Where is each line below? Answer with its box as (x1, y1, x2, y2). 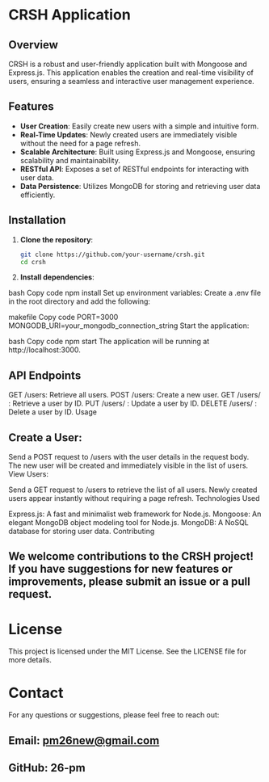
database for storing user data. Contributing (8, 527, 155, 536)
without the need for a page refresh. (19, 138, 141, 148)
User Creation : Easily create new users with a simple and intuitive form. (19, 121, 259, 131)
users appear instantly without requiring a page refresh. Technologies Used (8, 494, 260, 502)
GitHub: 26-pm (8, 761, 86, 775)
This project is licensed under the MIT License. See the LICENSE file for (8, 646, 247, 656)
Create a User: (8, 431, 82, 444)
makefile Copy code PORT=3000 (8, 313, 119, 322)
